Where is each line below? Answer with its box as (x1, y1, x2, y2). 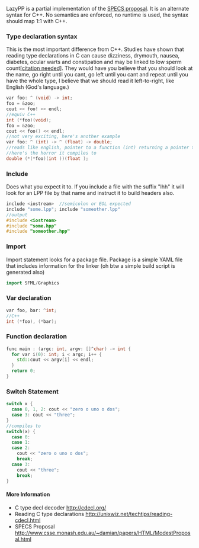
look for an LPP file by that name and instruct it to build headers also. (6, 190, 175, 197)
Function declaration (6, 332, 67, 341)
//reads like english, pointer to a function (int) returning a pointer (6, 145, 190, 150)
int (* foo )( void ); (6, 117, 52, 123)
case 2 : (11, 445, 31, 451)
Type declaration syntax (6, 32, 78, 40)
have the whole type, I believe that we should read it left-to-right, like (6, 77, 175, 85)
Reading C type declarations (14, 510, 85, 517)
